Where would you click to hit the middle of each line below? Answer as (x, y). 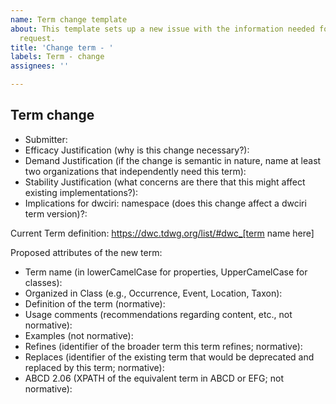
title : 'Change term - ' (62, 47)
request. (37, 38)
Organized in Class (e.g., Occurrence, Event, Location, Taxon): (153, 293)
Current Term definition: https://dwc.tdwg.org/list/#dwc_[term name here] (162, 233)
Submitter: (46, 139)
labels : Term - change (57, 57)
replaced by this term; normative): (94, 367)
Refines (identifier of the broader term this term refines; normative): (163, 346)
